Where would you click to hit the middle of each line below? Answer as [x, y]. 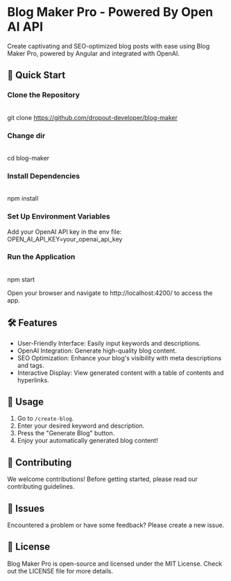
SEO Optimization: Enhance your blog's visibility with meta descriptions [119, 357]
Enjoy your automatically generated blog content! [87, 441]
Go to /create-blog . [45, 419]
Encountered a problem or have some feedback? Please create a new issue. [116, 525]
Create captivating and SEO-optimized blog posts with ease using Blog [109, 46]
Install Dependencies [44, 176]
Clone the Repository [44, 95]
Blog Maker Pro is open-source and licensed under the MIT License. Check [115, 564]
